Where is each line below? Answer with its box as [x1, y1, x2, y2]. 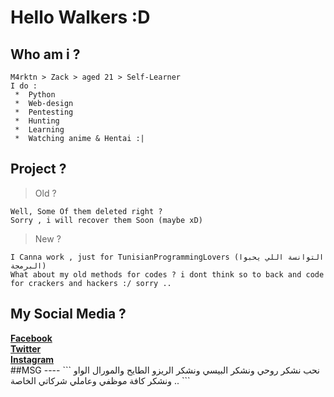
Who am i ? [10, 46, 81, 63]
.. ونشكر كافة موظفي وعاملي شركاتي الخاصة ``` [10, 374, 191, 386]
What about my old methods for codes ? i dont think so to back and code [10, 269, 325, 280]
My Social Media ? [10, 306, 127, 323]
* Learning [14, 125, 65, 135]
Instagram [10, 353, 55, 365]
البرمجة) [10, 261, 47, 271]
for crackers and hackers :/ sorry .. [10, 278, 172, 288]
